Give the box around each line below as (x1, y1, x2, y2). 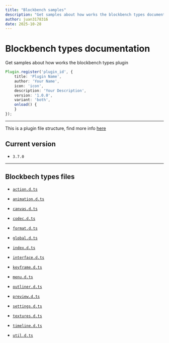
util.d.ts (12, 333, 34, 338)
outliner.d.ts (12, 284, 42, 289)
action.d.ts (12, 187, 38, 192)
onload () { (14, 102, 37, 107)
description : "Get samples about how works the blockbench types (5, 12, 145, 17)
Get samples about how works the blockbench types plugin (5, 60, 129, 66)
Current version (5, 140, 56, 148)
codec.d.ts (12, 216, 36, 221)
